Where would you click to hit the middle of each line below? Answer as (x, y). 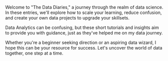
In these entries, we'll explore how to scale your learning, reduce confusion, (83, 12)
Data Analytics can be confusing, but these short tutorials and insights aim (82, 27)
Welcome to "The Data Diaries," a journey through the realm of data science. (84, 7)
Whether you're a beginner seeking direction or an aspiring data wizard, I (81, 42)
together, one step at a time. (34, 53)
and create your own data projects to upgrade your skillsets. (67, 18)
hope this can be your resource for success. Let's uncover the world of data (84, 48)
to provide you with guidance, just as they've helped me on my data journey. (84, 33)
